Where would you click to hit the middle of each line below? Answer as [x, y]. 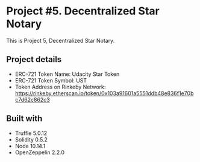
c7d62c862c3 [32, 99]
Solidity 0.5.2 [31, 139]
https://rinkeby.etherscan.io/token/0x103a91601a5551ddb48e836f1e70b [104, 93]
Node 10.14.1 [30, 146]
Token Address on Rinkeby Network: [60, 87]
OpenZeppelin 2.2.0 [40, 152]
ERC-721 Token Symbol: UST [51, 80]
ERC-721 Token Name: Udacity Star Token [67, 74]
